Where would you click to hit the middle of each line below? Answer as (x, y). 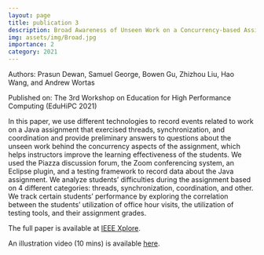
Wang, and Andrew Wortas (52, 82)
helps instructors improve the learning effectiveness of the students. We (125, 155)
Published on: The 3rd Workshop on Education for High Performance (120, 98)
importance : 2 (31, 45)
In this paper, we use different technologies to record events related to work (131, 121)
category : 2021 (33, 52)
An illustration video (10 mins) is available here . (84, 243)
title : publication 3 (44, 23)
